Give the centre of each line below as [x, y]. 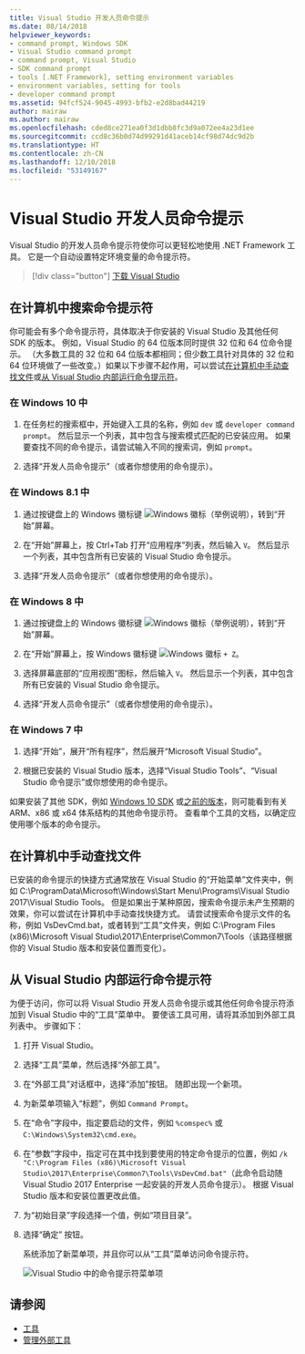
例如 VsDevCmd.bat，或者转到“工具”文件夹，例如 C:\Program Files [150, 925]
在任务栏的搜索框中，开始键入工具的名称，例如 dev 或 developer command [158, 424]
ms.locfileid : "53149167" [58, 171]
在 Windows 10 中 [49, 403]
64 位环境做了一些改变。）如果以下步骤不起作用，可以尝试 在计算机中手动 [145, 366]
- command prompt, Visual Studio [73, 60]
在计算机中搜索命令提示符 [81, 308]
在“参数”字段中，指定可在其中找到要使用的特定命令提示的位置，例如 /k [155, 1153]
